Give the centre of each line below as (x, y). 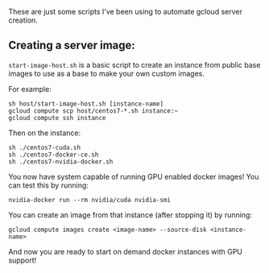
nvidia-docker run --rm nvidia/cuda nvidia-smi (90, 200)
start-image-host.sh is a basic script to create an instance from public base (134, 64)
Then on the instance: (45, 133)
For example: (30, 89)
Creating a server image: (72, 45)
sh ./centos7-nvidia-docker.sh (61, 161)
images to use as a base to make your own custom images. (107, 73)
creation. (23, 20)
